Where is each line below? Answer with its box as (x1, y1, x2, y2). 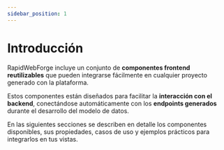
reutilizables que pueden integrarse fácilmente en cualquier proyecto (7, 70, 208, 79)
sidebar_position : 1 (7, 10, 68, 17)
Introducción (7, 40, 84, 56)
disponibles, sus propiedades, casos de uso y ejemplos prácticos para (7, 127, 210, 136)
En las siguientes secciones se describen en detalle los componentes (7, 120, 207, 128)
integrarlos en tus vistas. (7, 135, 78, 143)
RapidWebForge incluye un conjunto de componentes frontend (7, 63, 191, 72)
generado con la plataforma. (7, 78, 89, 87)
